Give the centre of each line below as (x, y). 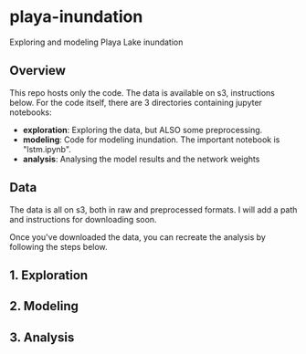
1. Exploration (49, 275)
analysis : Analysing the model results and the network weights (141, 159)
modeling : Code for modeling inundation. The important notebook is (151, 140)
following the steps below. (58, 246)
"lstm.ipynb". (47, 149)
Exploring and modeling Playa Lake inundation (96, 42)
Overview (38, 71)
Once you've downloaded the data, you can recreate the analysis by (138, 237)
